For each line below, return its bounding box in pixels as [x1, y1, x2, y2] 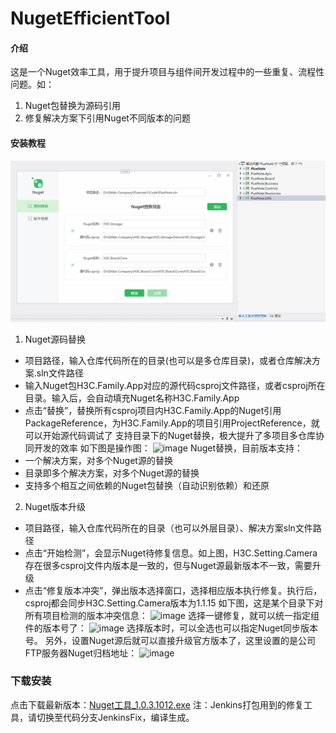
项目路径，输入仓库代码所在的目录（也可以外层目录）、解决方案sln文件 [24, 522, 313, 534]
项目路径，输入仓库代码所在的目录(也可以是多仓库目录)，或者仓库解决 [24, 354, 313, 366]
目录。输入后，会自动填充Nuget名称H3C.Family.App [24, 392, 240, 404]
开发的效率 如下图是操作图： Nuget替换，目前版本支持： [33, 442, 304, 454]
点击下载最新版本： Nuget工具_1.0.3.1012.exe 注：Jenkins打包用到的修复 [10, 698, 304, 711]
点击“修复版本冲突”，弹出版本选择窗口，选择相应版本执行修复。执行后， [24, 584, 323, 596]
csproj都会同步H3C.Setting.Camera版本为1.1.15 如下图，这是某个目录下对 [24, 597, 324, 609]
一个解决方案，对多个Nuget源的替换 [24, 454, 173, 466]
